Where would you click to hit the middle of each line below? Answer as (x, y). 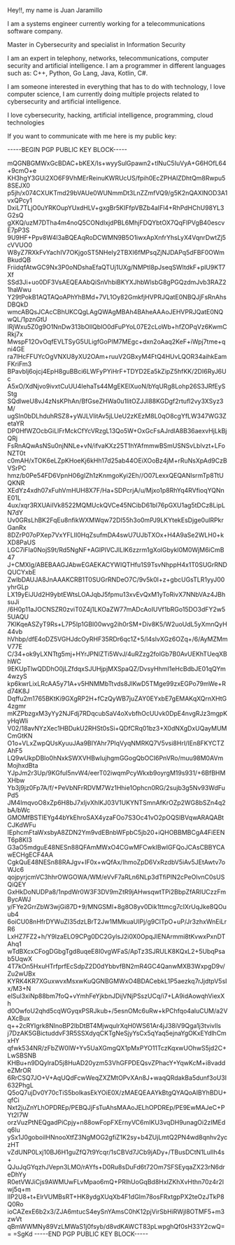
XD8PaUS (22, 542)
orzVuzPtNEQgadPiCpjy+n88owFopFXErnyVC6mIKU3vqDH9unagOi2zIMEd (116, 1122)
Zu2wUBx (22, 973)
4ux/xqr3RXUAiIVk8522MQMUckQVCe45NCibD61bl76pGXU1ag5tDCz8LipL (116, 505)
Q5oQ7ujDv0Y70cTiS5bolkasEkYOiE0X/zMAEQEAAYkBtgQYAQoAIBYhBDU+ (117, 1092)
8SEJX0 (19, 185)
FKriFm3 (20, 364)
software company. (35, 31)
